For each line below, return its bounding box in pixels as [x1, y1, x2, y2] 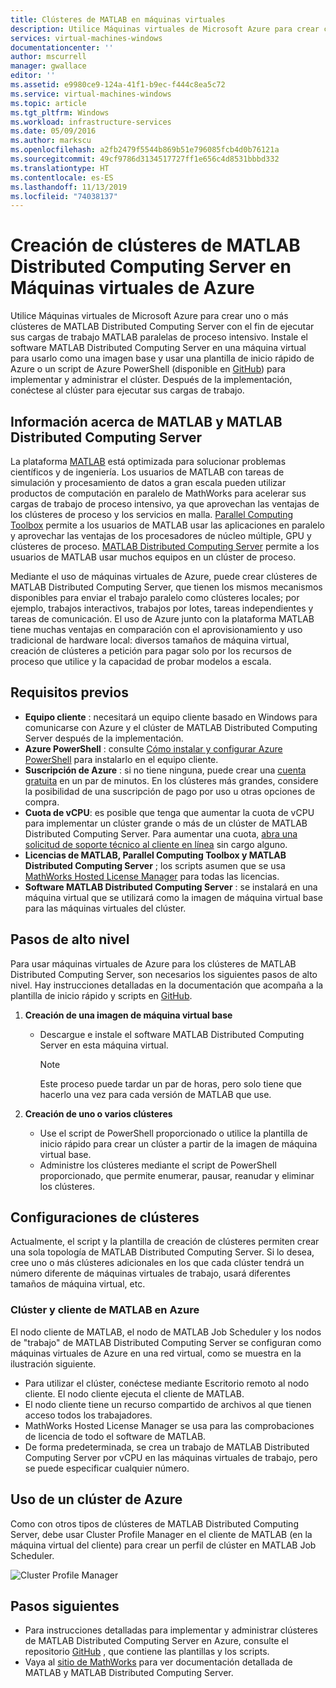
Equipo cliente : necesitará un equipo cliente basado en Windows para [24, 711, 318, 723]
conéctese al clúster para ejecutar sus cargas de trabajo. [10, 384, 245, 396]
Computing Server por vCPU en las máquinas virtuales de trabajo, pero [24, 1451, 318, 1463]
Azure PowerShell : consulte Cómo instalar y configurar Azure [24, 742, 283, 755]
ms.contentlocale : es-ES [10, 172, 114, 183]
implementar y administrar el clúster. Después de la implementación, [10, 374, 293, 386]
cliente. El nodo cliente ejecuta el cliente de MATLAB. [24, 1387, 245, 1400]
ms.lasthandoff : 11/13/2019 [10, 182, 128, 192]
